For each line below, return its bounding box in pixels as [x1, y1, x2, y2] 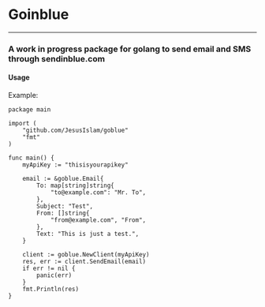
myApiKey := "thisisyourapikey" [22, 161, 129, 169]
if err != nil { [22, 264, 77, 273]
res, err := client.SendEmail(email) [22, 258, 147, 266]
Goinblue [8, 6, 69, 24]
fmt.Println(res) [22, 286, 80, 294]
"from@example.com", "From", [50, 216, 147, 224]
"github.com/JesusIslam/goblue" [22, 126, 129, 135]
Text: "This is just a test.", [36, 230, 140, 238]
